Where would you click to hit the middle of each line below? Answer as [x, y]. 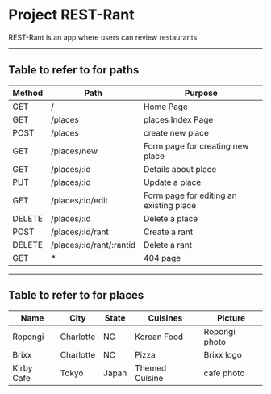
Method [28, 93]
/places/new [75, 151]
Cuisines [165, 318]
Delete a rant [168, 245]
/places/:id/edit [80, 200]
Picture [231, 318]
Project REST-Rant [71, 15]
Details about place [180, 169]
